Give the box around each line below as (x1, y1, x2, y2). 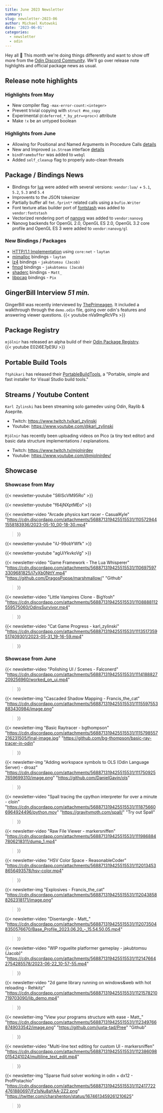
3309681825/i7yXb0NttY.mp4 (5, 570, 65, 576)
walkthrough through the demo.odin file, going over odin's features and (5, 307, 146, 313)
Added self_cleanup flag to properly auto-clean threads (12, 157, 124, 162)
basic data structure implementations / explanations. (5, 438, 110, 444)
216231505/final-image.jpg (5, 735, 59, 741)
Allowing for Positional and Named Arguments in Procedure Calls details (12, 141, 157, 147)
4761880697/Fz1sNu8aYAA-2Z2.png (5, 1088, 78, 1094)
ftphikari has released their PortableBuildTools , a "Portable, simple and (5, 371, 149, 377)
